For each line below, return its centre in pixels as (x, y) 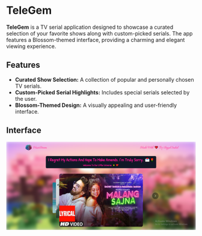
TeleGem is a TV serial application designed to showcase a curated (90, 27)
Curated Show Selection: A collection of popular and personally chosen (104, 79)
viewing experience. (31, 46)
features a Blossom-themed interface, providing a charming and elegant (96, 40)
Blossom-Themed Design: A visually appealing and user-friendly (96, 105)
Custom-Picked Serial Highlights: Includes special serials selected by (102, 92)
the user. (26, 98)
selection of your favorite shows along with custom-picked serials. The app (99, 33)
